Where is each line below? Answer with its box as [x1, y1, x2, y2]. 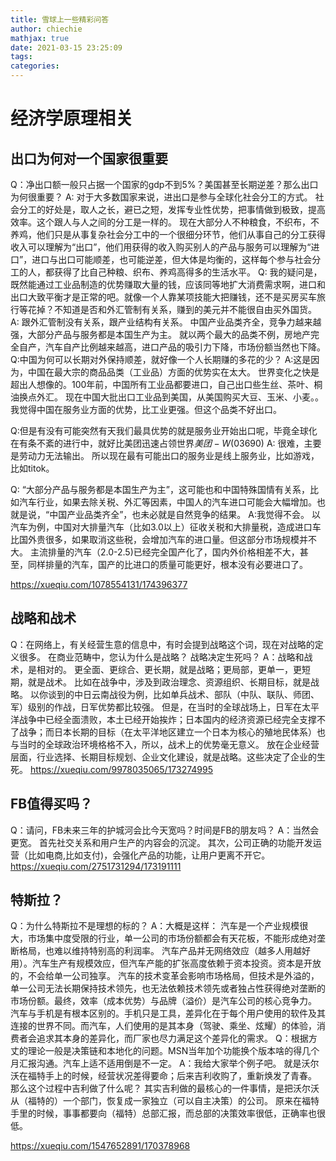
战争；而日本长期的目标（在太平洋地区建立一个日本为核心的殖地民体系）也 [18, 726, 326, 738]
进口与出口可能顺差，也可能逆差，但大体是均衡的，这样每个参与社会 [31, 254, 313, 265]
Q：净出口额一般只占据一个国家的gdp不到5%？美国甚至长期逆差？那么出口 [10, 179, 319, 190]
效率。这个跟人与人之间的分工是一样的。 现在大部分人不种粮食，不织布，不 [10, 216, 320, 228]
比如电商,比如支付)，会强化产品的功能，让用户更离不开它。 [27, 849, 271, 861]
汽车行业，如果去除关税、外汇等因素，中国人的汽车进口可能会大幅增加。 [18, 496, 317, 508]
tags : [10, 52, 33, 62]
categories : [10, 61, 60, 71]
